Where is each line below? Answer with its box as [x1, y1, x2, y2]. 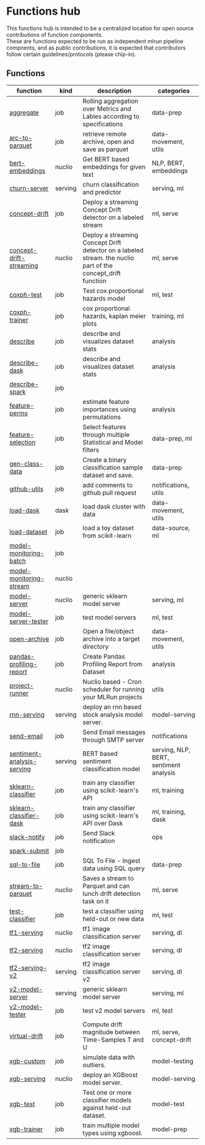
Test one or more [82, 1088, 132, 1097]
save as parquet [82, 145, 129, 154]
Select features [82, 422, 126, 431]
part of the [82, 261, 113, 270]
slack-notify [9, 832, 45, 841]
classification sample [82, 463, 143, 472]
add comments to [82, 480, 133, 489]
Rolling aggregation [82, 97, 138, 105]
